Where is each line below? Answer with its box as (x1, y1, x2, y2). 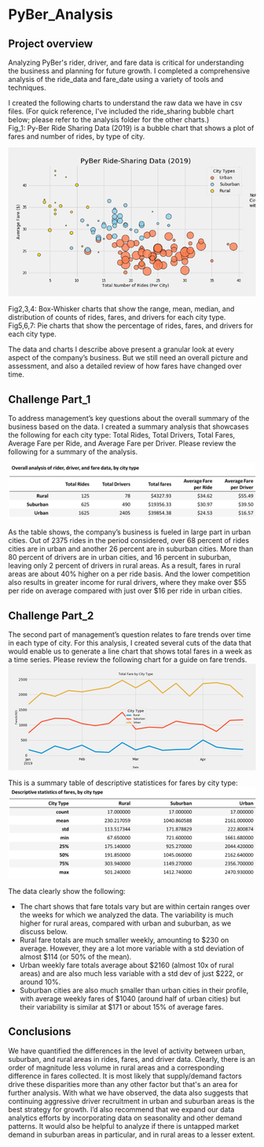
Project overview (8, 37, 93, 50)
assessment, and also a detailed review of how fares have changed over (8, 361, 242, 371)
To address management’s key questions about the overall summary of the (8, 414, 250, 423)
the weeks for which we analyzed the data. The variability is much (19, 910, 234, 919)
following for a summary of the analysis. (8, 447, 138, 456)
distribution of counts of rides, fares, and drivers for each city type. (8, 313, 226, 322)
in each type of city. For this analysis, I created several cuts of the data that (8, 639, 251, 648)
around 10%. (19, 977, 61, 986)
